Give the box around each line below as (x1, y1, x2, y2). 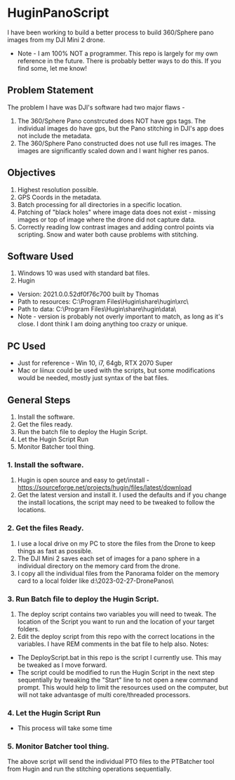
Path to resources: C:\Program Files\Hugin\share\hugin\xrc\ (17, 297, 189, 306)
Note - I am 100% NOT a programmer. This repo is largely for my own (17, 49, 219, 58)
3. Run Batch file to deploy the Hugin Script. (7, 594, 159, 604)
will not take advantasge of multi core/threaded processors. (17, 690, 191, 699)
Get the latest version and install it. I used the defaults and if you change (17, 491, 227, 499)
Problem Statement (7, 84, 94, 96)
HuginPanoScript (7, 5, 109, 21)
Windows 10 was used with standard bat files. (17, 269, 150, 278)
